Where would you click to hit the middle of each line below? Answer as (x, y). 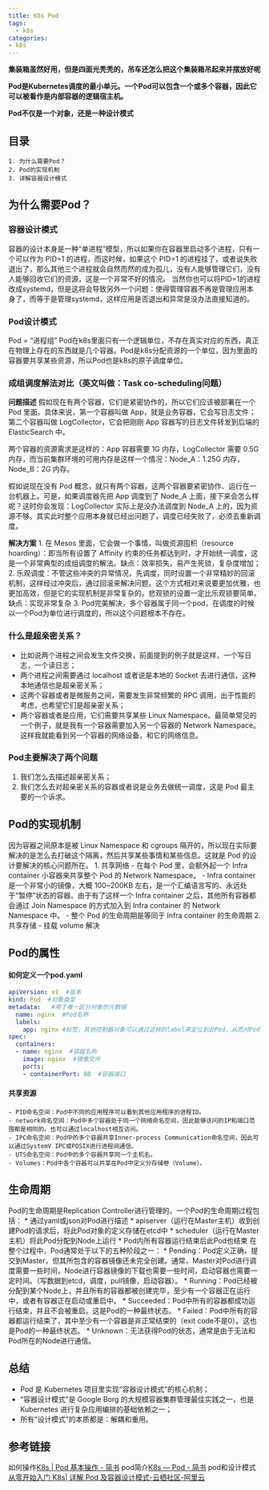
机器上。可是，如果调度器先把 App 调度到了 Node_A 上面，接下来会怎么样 (137, 496)
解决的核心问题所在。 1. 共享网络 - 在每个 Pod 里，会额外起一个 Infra (135, 865)
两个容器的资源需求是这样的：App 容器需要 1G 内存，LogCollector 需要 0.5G (134, 449)
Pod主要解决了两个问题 (53, 757)
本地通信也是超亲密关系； (62, 685)
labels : (28, 1022)
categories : (28, 38)
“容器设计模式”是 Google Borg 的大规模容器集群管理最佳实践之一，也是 (137, 1399)
